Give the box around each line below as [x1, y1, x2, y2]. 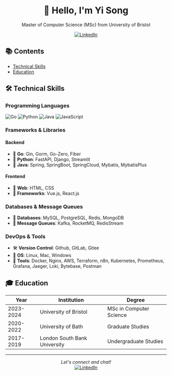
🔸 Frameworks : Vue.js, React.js [12, 190, 79, 196]
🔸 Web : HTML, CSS [12, 185, 55, 191]
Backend [5, 139, 25, 145]
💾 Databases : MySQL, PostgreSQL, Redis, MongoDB [12, 215, 124, 221]
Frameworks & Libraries [5, 127, 66, 134]
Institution [58, 297, 84, 304]
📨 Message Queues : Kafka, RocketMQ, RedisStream [12, 220, 124, 226]
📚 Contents [5, 47, 45, 56]
